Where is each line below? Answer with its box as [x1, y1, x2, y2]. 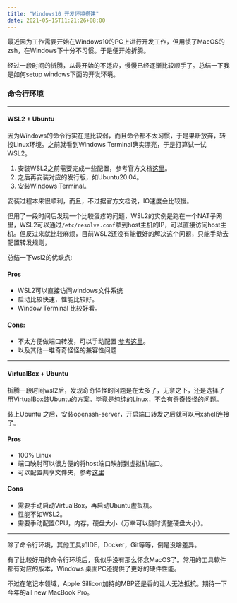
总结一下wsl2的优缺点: [7, 253, 73, 261]
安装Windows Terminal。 [17, 181, 90, 190]
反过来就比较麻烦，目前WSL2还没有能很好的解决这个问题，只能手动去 [25, 229, 229, 237]
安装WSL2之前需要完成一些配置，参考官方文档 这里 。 [17, 164, 171, 172]
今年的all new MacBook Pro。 [7, 588, 94, 597]
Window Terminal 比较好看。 [17, 304, 102, 313]
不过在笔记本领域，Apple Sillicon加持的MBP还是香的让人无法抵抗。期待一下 [7, 580, 228, 588]
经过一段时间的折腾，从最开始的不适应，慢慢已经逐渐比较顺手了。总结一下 [7, 61, 224, 69]
